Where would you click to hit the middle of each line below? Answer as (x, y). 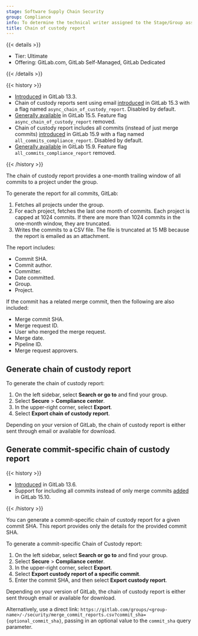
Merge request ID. (37, 326)
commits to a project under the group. (52, 182)
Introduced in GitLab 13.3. (46, 97)
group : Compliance (29, 17)
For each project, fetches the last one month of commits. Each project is (102, 211)
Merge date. (29, 338)
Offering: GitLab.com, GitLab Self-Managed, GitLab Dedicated (90, 62)
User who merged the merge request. (60, 332)
